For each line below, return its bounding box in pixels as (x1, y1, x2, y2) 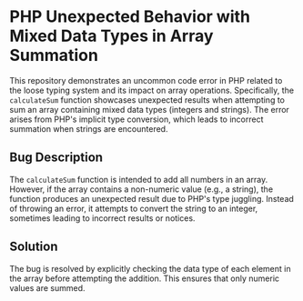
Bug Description (9, 150, 103, 166)
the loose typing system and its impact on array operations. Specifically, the (9, 85, 294, 95)
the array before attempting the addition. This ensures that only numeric (9, 273, 280, 284)
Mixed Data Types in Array (9, 25, 214, 46)
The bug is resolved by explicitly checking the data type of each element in (9, 263, 291, 274)
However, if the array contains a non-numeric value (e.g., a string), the (9, 184, 274, 195)
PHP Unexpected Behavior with (9, 6, 251, 27)
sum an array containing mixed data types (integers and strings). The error (9, 104, 289, 115)
